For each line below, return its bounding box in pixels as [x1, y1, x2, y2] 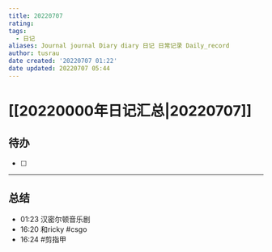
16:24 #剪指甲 [19, 234, 67, 244]
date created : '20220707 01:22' [8, 57, 117, 65]
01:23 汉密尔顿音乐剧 [19, 214, 91, 224]
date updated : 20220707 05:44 [8, 65, 111, 73]
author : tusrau [8, 49, 60, 57]
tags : [8, 27, 27, 35]
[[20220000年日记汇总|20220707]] [8, 102, 253, 120]
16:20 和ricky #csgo [19, 224, 87, 234]
